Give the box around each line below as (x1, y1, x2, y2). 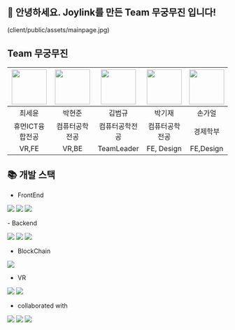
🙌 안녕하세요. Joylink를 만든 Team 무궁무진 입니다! (7, 6, 217, 19)
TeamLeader (97, 143, 139, 153)
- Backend (7, 219, 37, 227)
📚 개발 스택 (7, 169, 56, 181)
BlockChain (17, 247, 51, 255)
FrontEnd (17, 191, 44, 199)
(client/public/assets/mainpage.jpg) (7, 25, 110, 34)
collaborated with (17, 301, 68, 310)
